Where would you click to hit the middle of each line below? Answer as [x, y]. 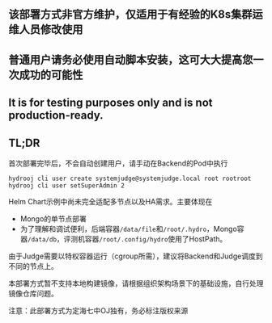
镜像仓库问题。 [33, 293]
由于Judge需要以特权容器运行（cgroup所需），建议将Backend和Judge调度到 [136, 256]
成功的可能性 [51, 75]
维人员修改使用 [46, 29]
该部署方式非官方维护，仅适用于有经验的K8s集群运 [136, 15]
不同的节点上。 [33, 266]
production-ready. [56, 115]
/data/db [42, 239]
